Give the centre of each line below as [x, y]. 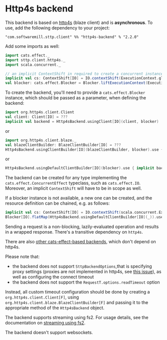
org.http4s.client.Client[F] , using [42, 297]
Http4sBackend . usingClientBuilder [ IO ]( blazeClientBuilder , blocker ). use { [84, 150]
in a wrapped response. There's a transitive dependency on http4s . [74, 232]
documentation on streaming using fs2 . [45, 323]
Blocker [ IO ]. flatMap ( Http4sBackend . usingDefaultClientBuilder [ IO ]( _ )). [81, 217]
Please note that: [22, 257]
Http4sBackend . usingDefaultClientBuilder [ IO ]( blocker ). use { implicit [80, 168]
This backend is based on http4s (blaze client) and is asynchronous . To [79, 22]
